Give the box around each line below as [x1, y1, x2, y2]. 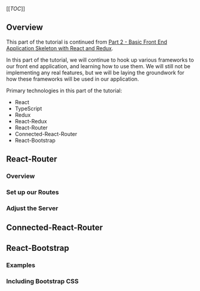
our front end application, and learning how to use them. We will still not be [6, 62, 191, 69]
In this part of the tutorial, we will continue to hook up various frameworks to [6, 56, 194, 63]
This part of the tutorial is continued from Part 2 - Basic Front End [6, 38, 167, 46]
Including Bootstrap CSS [6, 277, 79, 285]
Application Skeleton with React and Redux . [6, 44, 113, 51]
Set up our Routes [6, 188, 59, 196]
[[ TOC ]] [6, 5, 25, 12]
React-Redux [14, 117, 47, 125]
